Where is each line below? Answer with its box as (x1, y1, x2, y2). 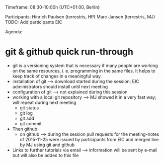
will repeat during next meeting (12, 99, 77, 105)
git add (19, 115, 35, 121)
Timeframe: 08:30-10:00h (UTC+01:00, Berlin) (5, 4, 100, 10)
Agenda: (5, 29, 23, 34)
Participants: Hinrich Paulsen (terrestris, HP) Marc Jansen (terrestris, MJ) (5, 14, 156, 19)
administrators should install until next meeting (12, 83, 108, 89)
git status (19, 104, 39, 111)
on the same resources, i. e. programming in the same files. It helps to (12, 68, 156, 74)
